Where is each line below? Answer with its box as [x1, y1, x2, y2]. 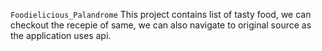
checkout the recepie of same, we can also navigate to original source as [10, 19, 312, 31]
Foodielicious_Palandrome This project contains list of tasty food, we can [10, 9, 312, 20]
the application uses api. [10, 30, 112, 41]
